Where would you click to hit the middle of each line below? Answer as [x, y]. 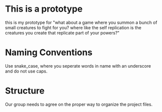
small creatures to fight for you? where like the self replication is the [73, 27]
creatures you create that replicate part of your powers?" [62, 33]
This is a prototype [44, 9]
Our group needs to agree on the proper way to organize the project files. [79, 104]
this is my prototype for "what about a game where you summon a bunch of [81, 22]
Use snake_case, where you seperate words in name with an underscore [78, 66]
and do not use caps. [26, 71]
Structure [25, 91]
